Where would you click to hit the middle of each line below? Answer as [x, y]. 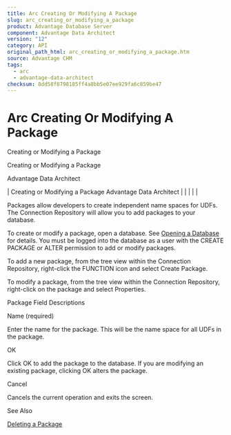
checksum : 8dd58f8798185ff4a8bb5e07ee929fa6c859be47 [84, 84]
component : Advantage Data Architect [61, 33]
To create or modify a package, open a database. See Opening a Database [113, 233]
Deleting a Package [35, 424]
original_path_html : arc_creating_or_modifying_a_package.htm [98, 52]
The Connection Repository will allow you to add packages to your [101, 213]
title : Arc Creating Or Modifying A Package [72, 13]
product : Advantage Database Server [60, 26]
